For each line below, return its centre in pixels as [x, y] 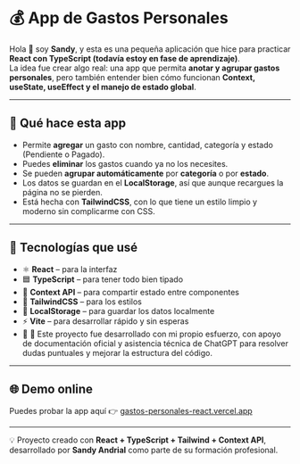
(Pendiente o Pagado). [63, 154]
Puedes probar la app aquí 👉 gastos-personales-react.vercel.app [131, 411]
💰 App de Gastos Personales [119, 18]
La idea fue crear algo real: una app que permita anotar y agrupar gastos [145, 68]
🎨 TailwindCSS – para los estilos [82, 302]
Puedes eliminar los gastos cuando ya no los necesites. [125, 163]
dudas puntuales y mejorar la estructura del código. [117, 352]
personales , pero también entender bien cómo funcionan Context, [133, 77]
